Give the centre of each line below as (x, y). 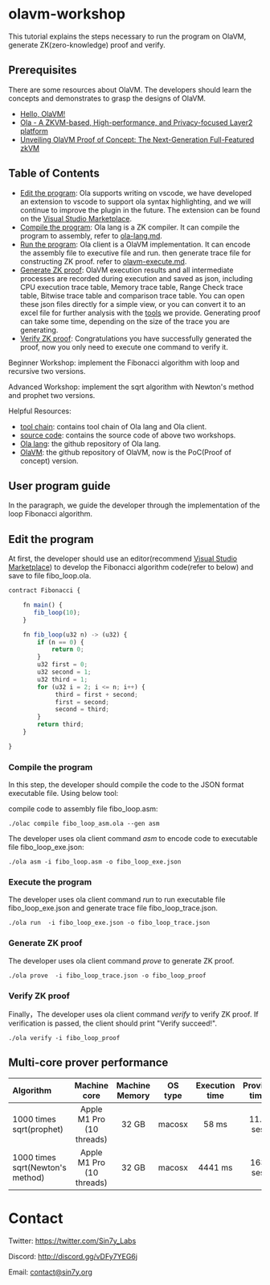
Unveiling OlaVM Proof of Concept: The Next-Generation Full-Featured (137, 139)
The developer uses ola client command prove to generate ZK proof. (121, 960)
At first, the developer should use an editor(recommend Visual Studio (123, 559)
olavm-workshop (67, 14)
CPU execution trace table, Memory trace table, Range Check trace (131, 287)
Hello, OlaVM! (43, 114)
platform (34, 131)
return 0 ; (67, 649)
